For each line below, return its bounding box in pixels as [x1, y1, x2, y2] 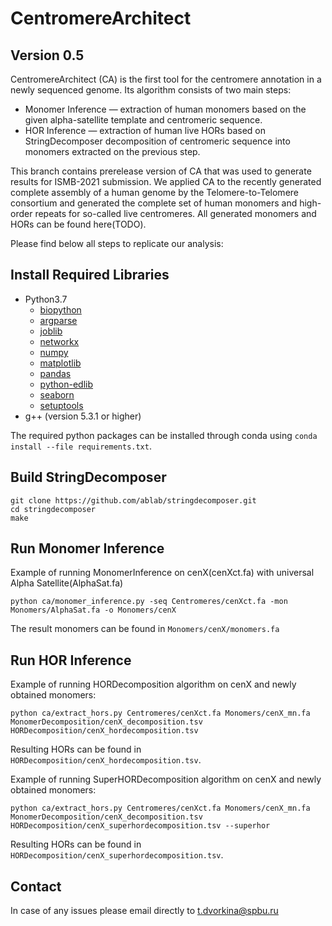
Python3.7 [24, 293, 68, 305]
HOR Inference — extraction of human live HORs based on [24, 125, 266, 136]
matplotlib [39, 357, 82, 369]
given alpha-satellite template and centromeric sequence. [24, 114, 263, 126]
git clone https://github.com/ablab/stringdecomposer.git [10, 495, 257, 506]
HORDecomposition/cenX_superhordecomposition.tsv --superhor [10, 821, 271, 831]
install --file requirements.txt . [10, 440, 152, 452]
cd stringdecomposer [10, 504, 97, 514]
